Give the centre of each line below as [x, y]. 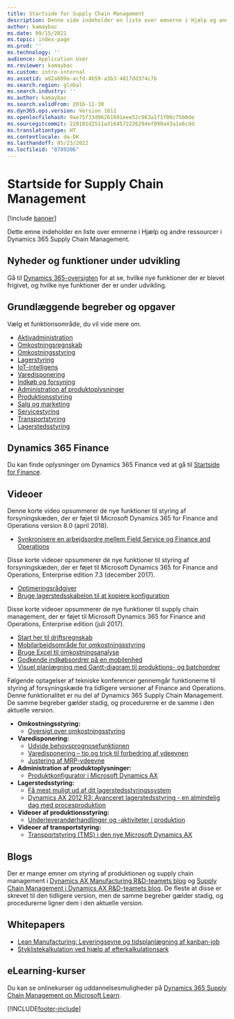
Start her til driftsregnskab [55, 637]
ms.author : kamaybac [37, 98]
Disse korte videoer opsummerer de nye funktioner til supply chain [103, 609]
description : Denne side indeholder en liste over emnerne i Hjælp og [112, 20]
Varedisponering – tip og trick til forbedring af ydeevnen [108, 754]
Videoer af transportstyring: [59, 827]
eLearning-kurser [46, 971]
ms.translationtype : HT [42, 130]
